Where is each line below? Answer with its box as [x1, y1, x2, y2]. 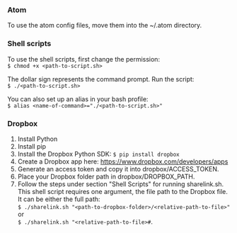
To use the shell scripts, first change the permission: [7, 55, 161, 63]
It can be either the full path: [17, 195, 100, 203]
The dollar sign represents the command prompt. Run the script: [7, 74, 195, 83]
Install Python [17, 135, 58, 143]
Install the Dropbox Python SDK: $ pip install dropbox [17, 149, 180, 158]
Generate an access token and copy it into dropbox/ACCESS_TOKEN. [17, 164, 219, 173]
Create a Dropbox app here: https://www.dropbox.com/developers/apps [17, 157, 229, 166]
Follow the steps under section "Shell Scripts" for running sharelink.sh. [17, 179, 224, 188]
